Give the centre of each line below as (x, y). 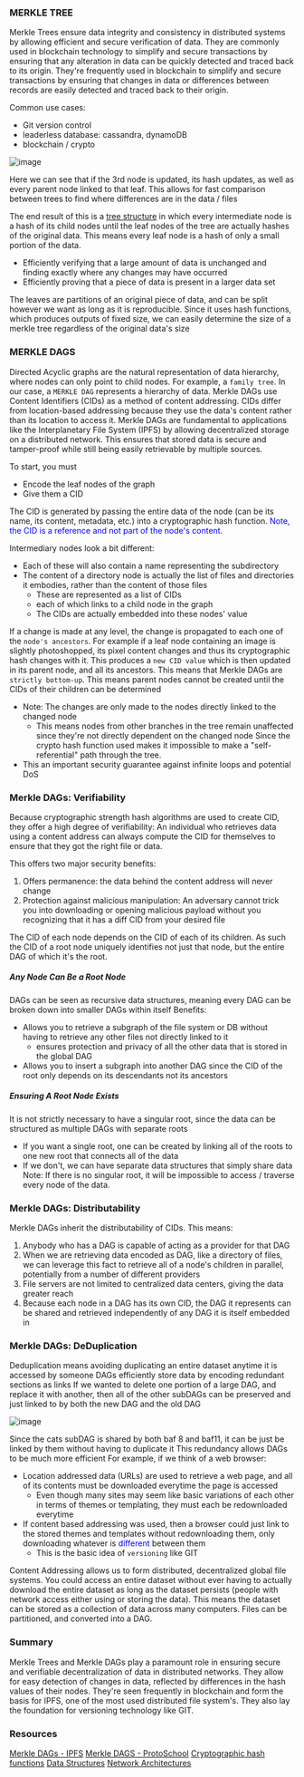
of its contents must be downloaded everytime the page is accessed (150, 1486)
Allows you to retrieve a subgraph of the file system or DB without (145, 1027)
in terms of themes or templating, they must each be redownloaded (161, 1505)
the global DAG (64, 1056)
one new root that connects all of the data (100, 1155)
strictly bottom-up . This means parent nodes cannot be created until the (147, 679)
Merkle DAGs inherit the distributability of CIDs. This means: (121, 1228)
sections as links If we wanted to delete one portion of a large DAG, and (143, 1385)
